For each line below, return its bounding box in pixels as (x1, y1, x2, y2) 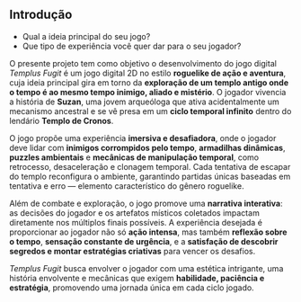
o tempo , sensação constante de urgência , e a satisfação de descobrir (9, 235, 279, 246)
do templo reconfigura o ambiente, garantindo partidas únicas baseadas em (9, 171, 291, 182)
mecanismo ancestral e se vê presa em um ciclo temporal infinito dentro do (9, 105, 292, 116)
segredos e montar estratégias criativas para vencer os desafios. (9, 245, 256, 256)
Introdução (9, 7, 73, 22)
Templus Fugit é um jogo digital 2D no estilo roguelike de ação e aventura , (9, 67, 287, 78)
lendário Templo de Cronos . (9, 115, 114, 126)
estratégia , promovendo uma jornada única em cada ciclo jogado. (9, 282, 254, 293)
